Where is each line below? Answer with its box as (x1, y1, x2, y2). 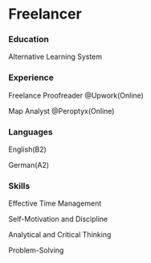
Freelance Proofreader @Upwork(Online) (8, 90, 145, 100)
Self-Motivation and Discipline (8, 215, 108, 224)
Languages (8, 126, 54, 137)
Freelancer (8, 5, 82, 23)
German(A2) (8, 161, 50, 170)
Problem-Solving (8, 245, 64, 255)
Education (8, 34, 50, 45)
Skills (8, 181, 31, 191)
